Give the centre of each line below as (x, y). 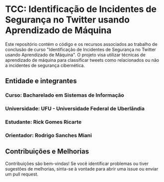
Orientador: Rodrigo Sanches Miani (48, 136)
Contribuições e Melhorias (47, 151)
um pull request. (22, 174)
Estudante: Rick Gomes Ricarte (43, 122)
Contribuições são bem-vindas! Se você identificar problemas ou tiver (77, 164)
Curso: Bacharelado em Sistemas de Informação (65, 95)
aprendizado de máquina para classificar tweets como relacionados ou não (82, 60)
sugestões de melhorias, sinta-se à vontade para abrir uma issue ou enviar (82, 169)
